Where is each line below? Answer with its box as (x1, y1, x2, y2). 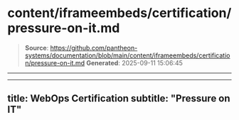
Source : (24, 43, 49, 52)
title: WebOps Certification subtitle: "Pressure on (7, 92, 230, 104)
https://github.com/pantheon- (50, 43, 138, 52)
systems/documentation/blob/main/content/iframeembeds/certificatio (24, 51, 230, 60)
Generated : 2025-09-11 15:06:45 (86, 58, 184, 67)
